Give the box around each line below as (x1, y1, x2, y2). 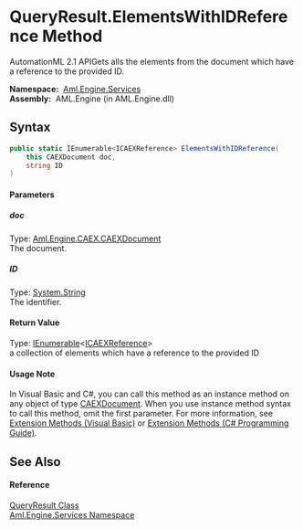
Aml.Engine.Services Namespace (9, 509, 135, 520)
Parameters (9, 189, 55, 200)
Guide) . (9, 428, 37, 439)
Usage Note (9, 368, 56, 379)
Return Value (9, 317, 60, 328)
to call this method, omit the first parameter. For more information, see (9, 408, 274, 419)
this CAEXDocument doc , (26, 153, 117, 162)
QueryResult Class (9, 500, 79, 511)
